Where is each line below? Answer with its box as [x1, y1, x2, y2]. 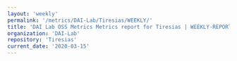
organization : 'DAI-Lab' [7, 29, 80, 37]
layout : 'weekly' [7, 10, 59, 18]
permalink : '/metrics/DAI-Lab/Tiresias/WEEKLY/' [7, 17, 153, 24]
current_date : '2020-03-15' [7, 43, 90, 50]
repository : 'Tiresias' [7, 36, 78, 43]
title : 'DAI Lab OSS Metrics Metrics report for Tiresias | [7, 23, 188, 30]
